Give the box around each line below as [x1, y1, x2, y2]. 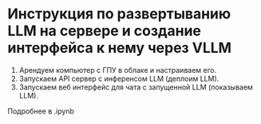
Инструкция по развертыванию [7, 5, 231, 23]
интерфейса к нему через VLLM [7, 39, 232, 57]
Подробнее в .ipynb [7, 106, 75, 116]
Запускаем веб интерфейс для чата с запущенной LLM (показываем [18, 82, 253, 92]
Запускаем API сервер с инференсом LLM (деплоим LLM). [18, 74, 219, 83]
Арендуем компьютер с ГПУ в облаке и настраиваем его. [18, 65, 217, 74]
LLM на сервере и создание [7, 22, 201, 40]
